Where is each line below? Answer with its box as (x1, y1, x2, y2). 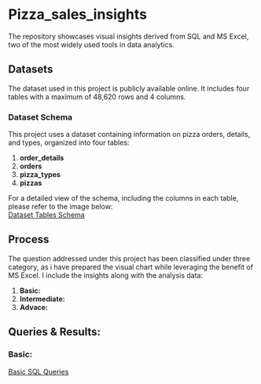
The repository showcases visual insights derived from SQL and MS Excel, (8, 31, 249, 41)
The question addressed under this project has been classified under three (8, 253, 251, 263)
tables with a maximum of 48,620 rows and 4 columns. (8, 92, 186, 102)
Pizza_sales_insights (8, 6, 148, 24)
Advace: (19, 302, 49, 312)
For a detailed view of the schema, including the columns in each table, (8, 194, 239, 203)
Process (8, 233, 50, 246)
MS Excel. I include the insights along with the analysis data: (8, 270, 204, 280)
